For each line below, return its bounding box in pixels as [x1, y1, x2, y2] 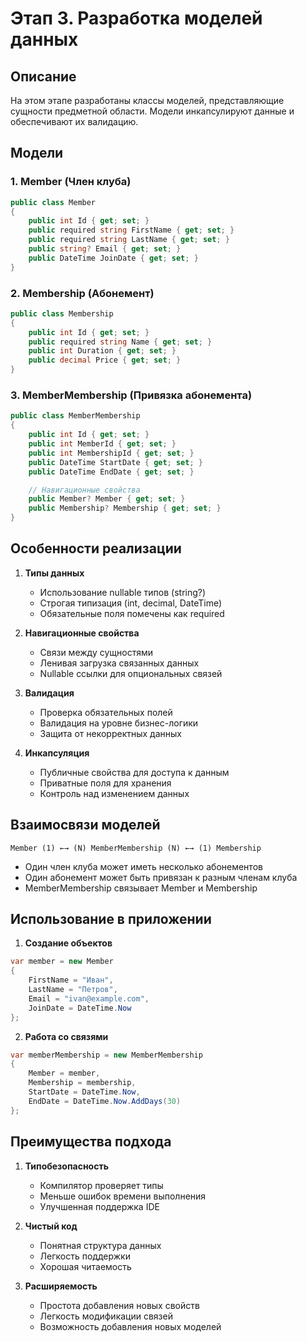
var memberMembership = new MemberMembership [10, 1050, 203, 1060]
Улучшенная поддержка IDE [39, 1200, 160, 1212]
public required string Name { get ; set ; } [28, 337, 213, 347]
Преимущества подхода [10, 1133, 172, 1151]
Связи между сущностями [39, 646, 153, 658]
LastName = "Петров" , [28, 985, 118, 995]
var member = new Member [10, 957, 114, 967]
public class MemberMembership [10, 411, 141, 421]
